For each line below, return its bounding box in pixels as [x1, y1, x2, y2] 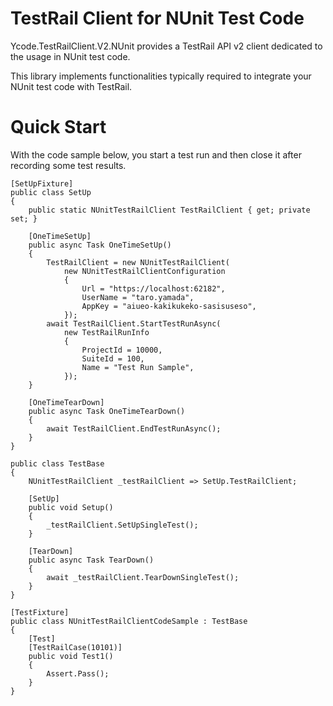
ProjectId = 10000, [81, 345, 163, 355]
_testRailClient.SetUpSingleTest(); [46, 520, 199, 530]
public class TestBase [10, 458, 105, 469]
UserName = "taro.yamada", [81, 292, 195, 302]
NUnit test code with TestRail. [10, 80, 133, 92]
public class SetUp [10, 187, 92, 197]
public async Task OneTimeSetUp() [28, 240, 172, 250]
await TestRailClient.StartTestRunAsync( [46, 318, 222, 329]
